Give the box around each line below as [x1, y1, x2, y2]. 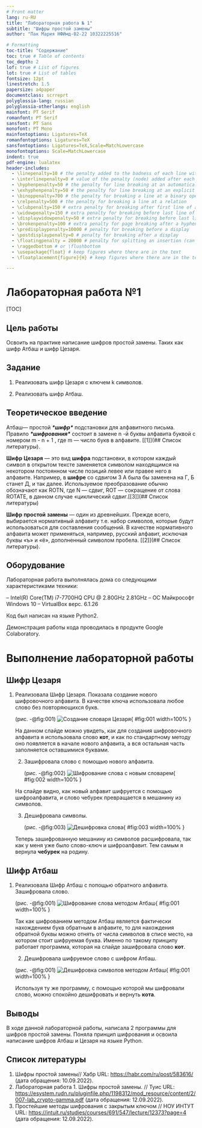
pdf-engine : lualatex [6, 159, 61, 165]
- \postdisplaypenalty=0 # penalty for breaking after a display [11, 232, 179, 238]
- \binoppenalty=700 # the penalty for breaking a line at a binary [11, 193, 187, 199]
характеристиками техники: [6, 583, 78, 590]
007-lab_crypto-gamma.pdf [14, 1096, 84, 1103]
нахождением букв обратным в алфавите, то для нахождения [14, 924, 174, 931]
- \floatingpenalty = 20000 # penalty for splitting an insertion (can [11, 238, 195, 244]
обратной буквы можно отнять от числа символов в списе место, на [14, 930, 193, 938]
